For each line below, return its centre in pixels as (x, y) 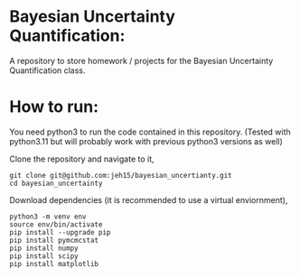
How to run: (54, 107)
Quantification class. (47, 70)
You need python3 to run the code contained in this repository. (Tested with (150, 132)
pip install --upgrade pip (60, 232)
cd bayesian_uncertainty (56, 183)
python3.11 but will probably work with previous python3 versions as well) (146, 141)
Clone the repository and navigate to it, (82, 159)
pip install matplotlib (54, 263)
